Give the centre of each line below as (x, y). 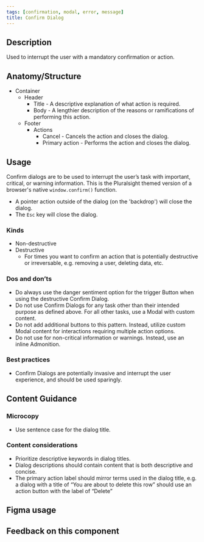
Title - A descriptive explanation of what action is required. (107, 104)
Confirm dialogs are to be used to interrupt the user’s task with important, (98, 176)
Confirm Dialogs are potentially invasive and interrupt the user (93, 373)
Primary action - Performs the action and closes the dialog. (116, 143)
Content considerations (42, 445)
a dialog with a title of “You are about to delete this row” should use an (103, 484)
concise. (26, 471)
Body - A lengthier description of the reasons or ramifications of (114, 110)
